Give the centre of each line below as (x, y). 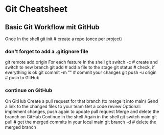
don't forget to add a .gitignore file (47, 51)
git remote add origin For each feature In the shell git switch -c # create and (82, 62)
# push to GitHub (22, 78)
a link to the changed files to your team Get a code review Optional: (73, 106)
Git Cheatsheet (36, 9)
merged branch (21, 127)
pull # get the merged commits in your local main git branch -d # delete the (81, 122)
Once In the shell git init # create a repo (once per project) (64, 39)
